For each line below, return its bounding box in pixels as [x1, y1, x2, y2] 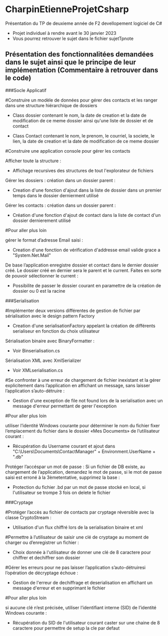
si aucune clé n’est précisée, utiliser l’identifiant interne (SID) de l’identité [5, 604, 156, 610]
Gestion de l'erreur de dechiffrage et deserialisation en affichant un [12, 579, 153, 585]
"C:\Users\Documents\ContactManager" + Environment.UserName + [12, 448, 156, 455]
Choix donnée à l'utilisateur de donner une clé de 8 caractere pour [12, 549, 151, 555]
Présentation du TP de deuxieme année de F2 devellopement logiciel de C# [5, 20, 162, 26]
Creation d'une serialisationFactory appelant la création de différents [12, 323, 155, 329]
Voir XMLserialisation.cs [12, 367, 63, 373]
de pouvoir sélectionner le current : [5, 272, 79, 279]
